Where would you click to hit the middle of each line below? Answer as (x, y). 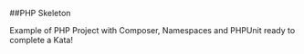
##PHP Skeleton (40, 13)
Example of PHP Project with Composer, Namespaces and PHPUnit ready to (152, 30)
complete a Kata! (41, 40)
